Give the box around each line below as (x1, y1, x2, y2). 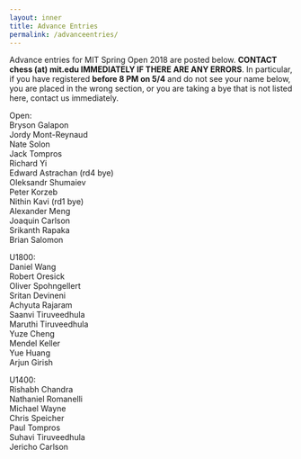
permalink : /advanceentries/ (9, 30, 119, 39)
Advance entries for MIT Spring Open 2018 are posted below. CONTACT (9, 55, 278, 66)
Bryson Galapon (9, 120, 69, 130)
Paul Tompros (9, 422, 61, 433)
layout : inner (9, 13, 63, 22)
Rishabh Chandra (9, 384, 74, 395)
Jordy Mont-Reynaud (9, 130, 88, 140)
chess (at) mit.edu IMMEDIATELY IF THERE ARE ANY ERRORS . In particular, (9, 64, 293, 75)
